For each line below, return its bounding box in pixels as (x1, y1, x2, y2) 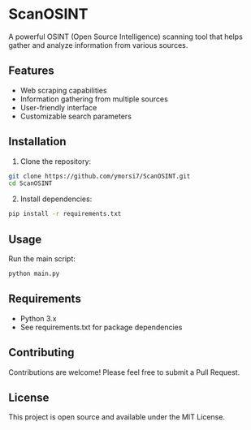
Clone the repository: (19, 156, 92, 166)
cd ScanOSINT (8, 179, 53, 187)
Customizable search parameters (19, 111, 132, 121)
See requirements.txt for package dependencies (19, 322, 183, 332)
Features (8, 64, 54, 78)
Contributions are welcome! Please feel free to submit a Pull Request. (8, 367, 240, 377)
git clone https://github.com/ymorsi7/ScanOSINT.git (8, 172, 191, 180)
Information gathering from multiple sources (19, 94, 168, 104)
